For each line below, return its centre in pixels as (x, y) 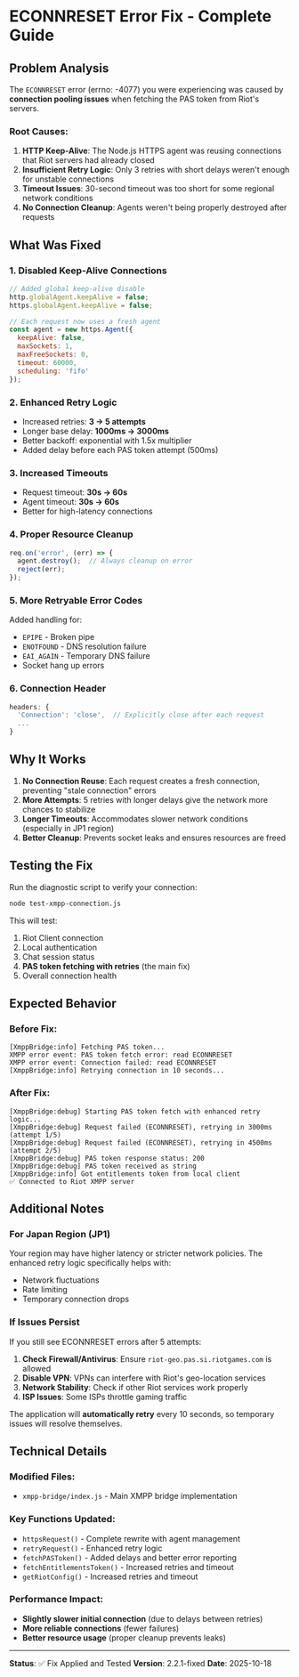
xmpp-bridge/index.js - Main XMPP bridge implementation (129, 1496)
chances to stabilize (59, 809)
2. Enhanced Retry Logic (63, 402)
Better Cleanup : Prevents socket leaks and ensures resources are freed (154, 838)
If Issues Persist (44, 1322)
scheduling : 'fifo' (53, 371)
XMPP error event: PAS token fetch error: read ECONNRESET (121, 1055)
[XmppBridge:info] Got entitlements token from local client (125, 1174)
